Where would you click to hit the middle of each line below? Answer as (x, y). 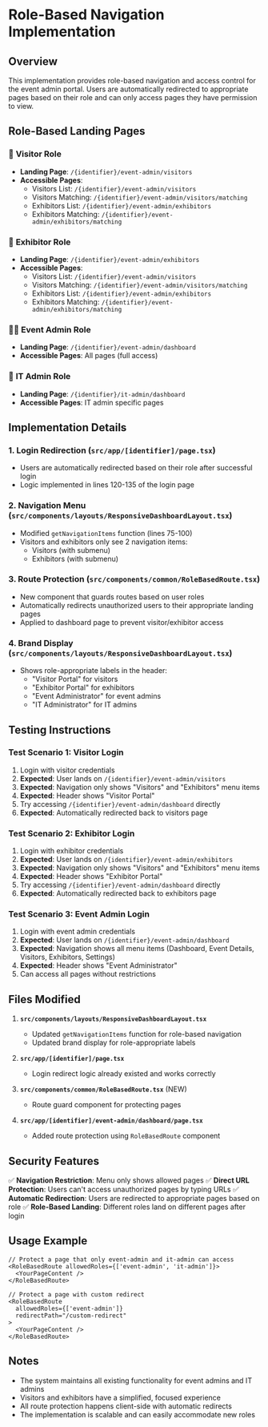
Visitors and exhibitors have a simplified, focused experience (120, 1397)
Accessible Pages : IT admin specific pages (92, 402)
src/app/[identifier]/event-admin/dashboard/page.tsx (111, 1121)
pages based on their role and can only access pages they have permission (133, 97)
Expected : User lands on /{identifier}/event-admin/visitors (123, 778)
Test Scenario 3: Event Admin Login (79, 914)
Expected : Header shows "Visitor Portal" (87, 796)
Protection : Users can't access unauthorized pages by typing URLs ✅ (124, 1189)
